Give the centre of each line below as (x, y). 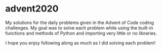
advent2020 (32, 9)
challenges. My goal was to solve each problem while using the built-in (79, 27)
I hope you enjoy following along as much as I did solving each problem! (80, 42)
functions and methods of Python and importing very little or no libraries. (81, 33)
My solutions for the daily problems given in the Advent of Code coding (80, 22)
